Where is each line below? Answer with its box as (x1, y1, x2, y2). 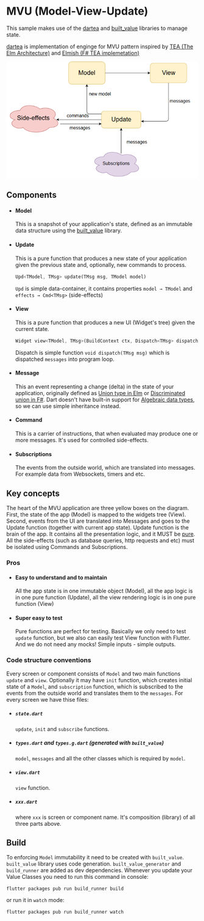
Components (6, 190, 57, 200)
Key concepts (6, 488, 60, 498)
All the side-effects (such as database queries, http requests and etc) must (6, 537, 195, 544)
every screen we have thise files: (6, 696, 90, 703)
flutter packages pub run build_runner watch (6, 909, 124, 916)
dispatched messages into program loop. (15, 355, 114, 363)
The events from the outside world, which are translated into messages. (15, 464, 196, 471)
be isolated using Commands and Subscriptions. (6, 544, 128, 551)
